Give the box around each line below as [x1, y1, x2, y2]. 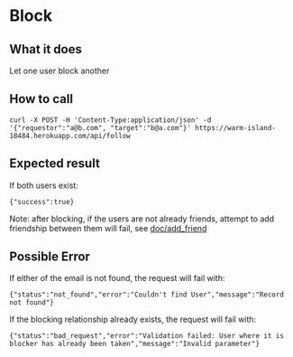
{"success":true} [9, 197, 75, 206]
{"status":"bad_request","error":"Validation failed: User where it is [9, 332, 284, 341]
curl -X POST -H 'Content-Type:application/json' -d [9, 115, 212, 125]
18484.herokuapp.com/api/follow [9, 131, 131, 140]
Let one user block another [9, 65, 110, 76]
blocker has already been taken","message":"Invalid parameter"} [9, 340, 260, 349]
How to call [9, 91, 74, 107]
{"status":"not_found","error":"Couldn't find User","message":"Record [9, 290, 284, 299]
